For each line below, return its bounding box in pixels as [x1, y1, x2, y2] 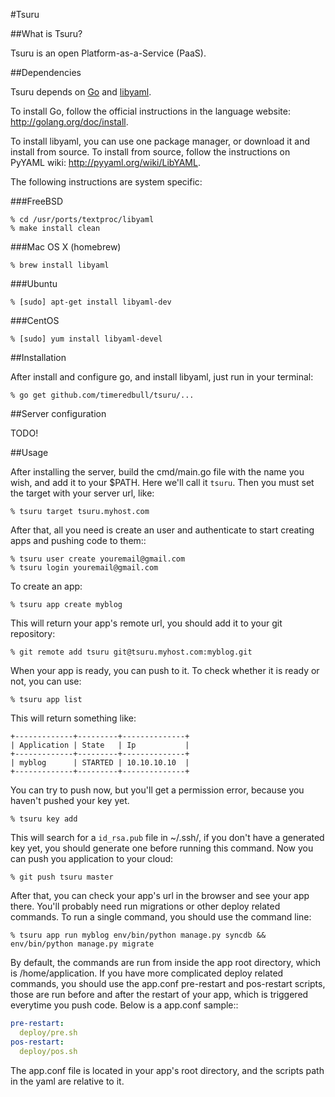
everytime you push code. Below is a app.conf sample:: [10, 999, 239, 1011]
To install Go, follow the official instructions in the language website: [10, 105, 291, 117]
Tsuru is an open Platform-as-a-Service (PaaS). [10, 47, 207, 59]
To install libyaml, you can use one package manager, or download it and [10, 135, 310, 147]
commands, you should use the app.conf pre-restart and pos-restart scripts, [10, 978, 326, 989]
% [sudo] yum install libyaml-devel [10, 334, 163, 344]
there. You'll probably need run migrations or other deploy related [10, 900, 281, 912]
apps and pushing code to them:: [10, 535, 147, 546]
